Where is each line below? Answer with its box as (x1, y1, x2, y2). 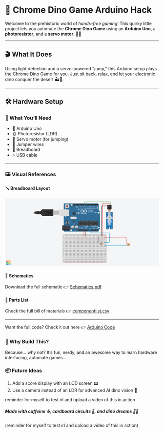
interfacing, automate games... (5, 354, 67, 360)
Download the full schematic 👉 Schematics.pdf (5, 284, 102, 290)
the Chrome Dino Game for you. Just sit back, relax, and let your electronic (5, 71, 155, 77)
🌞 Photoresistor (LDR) (12, 131, 58, 137)
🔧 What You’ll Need (5, 115, 52, 122)
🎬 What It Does (5, 50, 52, 59)
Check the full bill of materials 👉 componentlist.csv (5, 308, 110, 314)
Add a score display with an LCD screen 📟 (12, 380, 99, 386)
